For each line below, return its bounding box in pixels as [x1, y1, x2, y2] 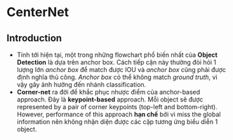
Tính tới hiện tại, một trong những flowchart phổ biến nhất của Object [16, 50, 218, 59]
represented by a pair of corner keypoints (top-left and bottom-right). [16, 103, 218, 111]
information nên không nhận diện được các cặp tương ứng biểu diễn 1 [16, 118, 218, 126]
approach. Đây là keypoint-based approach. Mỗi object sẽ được [16, 95, 204, 104]
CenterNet [6, 4, 69, 20]
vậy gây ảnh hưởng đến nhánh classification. [16, 80, 147, 88]
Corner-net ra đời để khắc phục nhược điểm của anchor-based [16, 88, 201, 96]
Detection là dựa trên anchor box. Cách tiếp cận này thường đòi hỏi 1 [16, 58, 217, 66]
